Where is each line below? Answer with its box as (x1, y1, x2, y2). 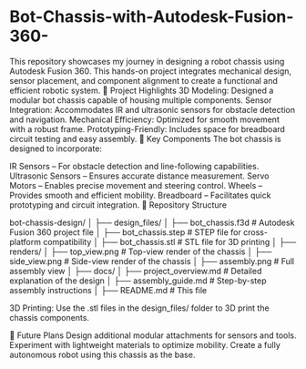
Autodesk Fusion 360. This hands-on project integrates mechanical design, (9, 66, 292, 77)
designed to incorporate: (9, 143, 103, 154)
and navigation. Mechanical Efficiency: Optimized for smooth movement (9, 114, 280, 125)
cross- (242, 226, 269, 238)
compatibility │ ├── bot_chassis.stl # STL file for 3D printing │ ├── (42, 236, 297, 247)
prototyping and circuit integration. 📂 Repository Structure (9, 199, 228, 210)
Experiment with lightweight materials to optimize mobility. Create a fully (9, 339, 280, 350)
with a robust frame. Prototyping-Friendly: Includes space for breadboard (9, 123, 285, 134)
